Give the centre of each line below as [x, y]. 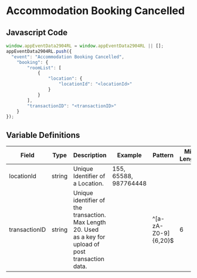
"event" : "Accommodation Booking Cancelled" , [68, 57]
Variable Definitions [43, 135]
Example [129, 155]
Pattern [163, 155]
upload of [86, 245]
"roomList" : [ [44, 68]
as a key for [89, 237]
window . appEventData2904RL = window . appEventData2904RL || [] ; [85, 46]
